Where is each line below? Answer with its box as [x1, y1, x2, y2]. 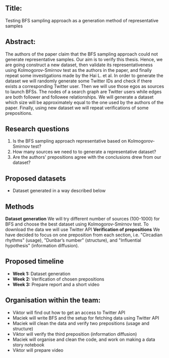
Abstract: [5, 37, 36, 46]
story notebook [12, 341, 44, 348]
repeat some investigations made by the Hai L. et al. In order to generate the [5, 72, 163, 78]
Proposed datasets [5, 174, 67, 183]
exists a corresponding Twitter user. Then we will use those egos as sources [5, 83, 164, 89]
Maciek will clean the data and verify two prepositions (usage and [12, 320, 150, 326]
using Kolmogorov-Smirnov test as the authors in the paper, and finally [5, 67, 152, 73]
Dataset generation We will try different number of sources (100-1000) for [5, 216, 160, 222]
